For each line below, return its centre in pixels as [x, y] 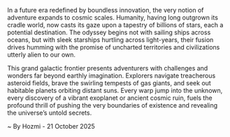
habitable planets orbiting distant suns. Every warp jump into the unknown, [115, 91]
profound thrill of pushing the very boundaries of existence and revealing [113, 105]
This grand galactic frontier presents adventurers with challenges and [108, 68]
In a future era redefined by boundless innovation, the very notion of [106, 10]
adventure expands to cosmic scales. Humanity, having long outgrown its [113, 17]
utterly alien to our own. [41, 55]
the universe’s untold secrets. [50, 113]
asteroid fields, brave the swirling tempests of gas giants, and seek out [109, 83]
